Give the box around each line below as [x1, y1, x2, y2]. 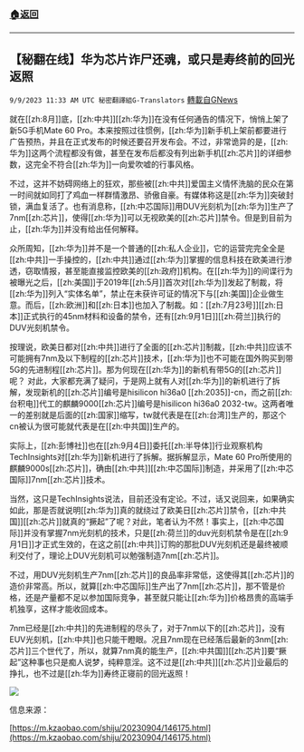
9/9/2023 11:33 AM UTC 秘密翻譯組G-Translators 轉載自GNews [9, 94, 238, 105]
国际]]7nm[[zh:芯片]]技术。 [9, 474, 110, 485]
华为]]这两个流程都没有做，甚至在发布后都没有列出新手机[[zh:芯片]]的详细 [9, 148, 284, 159]
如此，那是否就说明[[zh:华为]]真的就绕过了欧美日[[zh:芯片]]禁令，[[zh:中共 [9, 505, 287, 516]
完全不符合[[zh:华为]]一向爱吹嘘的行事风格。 [33, 159, 199, 170]
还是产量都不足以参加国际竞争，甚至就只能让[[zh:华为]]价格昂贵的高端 [24, 592, 287, 603]
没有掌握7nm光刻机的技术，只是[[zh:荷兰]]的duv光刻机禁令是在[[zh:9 [31, 528, 289, 539]
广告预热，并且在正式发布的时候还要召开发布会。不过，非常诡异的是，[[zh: [9, 136, 289, 147]
